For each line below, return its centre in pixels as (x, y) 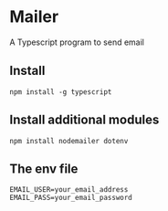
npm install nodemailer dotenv (69, 141)
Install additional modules (84, 120)
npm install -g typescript (61, 92)
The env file (44, 169)
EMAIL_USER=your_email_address (69, 190)
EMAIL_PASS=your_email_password (71, 198)
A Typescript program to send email (77, 42)
